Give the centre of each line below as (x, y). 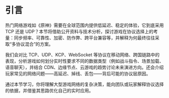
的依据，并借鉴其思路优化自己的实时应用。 (49, 90)
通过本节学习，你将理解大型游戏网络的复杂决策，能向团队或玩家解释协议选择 (84, 84)
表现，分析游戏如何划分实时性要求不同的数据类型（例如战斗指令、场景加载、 (84, 61)
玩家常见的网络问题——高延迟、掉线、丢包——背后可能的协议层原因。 (78, 73)
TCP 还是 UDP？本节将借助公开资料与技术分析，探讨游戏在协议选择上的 (79, 31)
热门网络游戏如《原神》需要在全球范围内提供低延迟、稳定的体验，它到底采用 (84, 25)
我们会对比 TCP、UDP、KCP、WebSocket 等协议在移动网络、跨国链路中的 (82, 55)
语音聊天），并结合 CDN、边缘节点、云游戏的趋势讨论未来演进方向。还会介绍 (84, 67)
